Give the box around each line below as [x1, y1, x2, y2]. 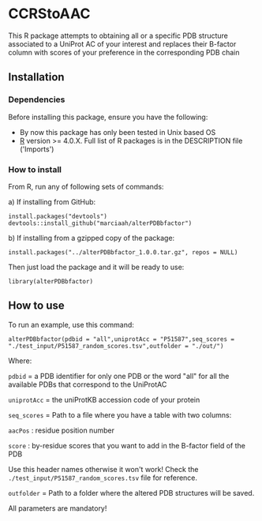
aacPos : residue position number [8, 425, 114, 435]
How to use [8, 299, 65, 313]
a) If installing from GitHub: [8, 197, 96, 206]
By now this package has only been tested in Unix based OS [19, 127, 216, 137]
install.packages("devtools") [8, 212, 108, 220]
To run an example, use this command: [8, 320, 134, 329]
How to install [8, 163, 62, 174]
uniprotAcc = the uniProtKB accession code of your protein [8, 395, 200, 404]
